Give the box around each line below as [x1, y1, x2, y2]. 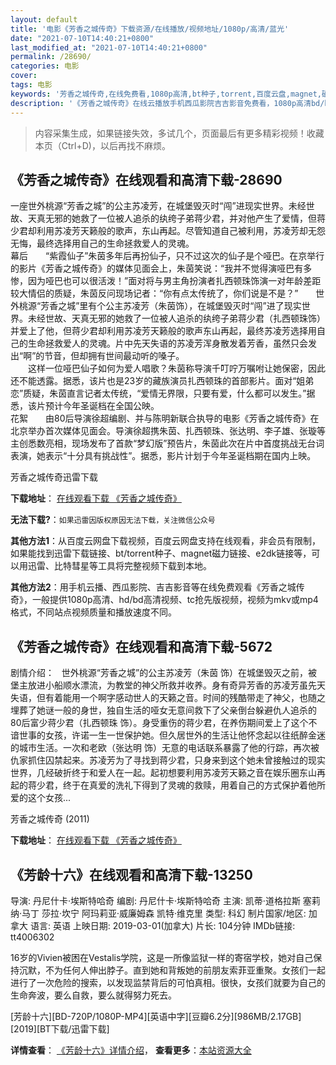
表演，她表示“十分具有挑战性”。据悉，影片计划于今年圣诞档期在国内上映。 [10, 450, 317, 462]
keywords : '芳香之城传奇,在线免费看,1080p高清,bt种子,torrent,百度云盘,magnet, [10, 89, 322, 99]
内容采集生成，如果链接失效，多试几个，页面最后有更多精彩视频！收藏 [34, 127, 325, 139]
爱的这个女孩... [10, 792, 72, 804]
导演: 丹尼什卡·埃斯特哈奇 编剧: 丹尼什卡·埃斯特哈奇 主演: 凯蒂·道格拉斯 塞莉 [10, 894, 321, 906]
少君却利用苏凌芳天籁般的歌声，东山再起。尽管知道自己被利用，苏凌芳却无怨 [10, 225, 326, 237]
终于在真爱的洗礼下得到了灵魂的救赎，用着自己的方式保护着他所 [62, 779, 326, 791]
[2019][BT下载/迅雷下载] [10, 1022, 110, 1035]
